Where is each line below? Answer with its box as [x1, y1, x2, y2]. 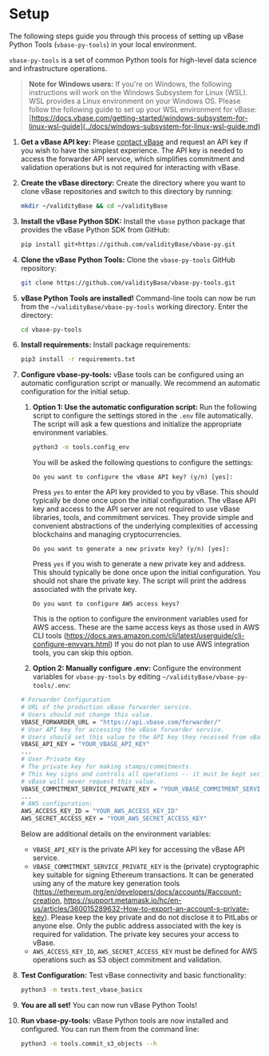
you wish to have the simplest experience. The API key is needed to [20, 145, 243, 155]
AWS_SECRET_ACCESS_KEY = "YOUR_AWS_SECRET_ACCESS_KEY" [20, 815, 208, 823]
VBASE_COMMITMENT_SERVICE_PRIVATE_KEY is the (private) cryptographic [32, 862, 260, 871]
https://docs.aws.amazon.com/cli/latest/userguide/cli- [65, 631, 245, 641]
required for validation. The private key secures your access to [32, 930, 239, 939]
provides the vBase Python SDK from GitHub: [20, 224, 170, 234]
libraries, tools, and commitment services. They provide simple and [32, 513, 254, 522]
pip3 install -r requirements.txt [20, 355, 136, 363]
